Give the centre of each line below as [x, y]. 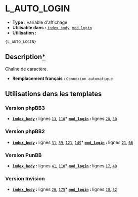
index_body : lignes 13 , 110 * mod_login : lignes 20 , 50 [65, 118]
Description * [25, 57]
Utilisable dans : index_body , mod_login [52, 27]
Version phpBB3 [25, 108]
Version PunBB [23, 155]
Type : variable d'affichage [40, 22]
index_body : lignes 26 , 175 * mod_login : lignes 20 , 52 [65, 189]
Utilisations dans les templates [54, 94]
